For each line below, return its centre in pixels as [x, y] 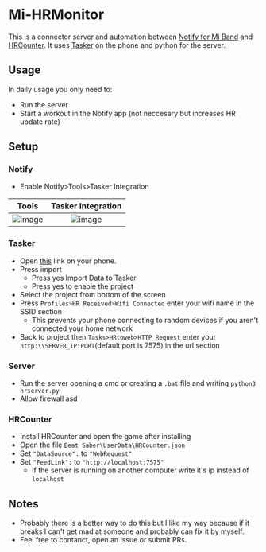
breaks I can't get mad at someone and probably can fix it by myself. [132, 531]
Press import [40, 269]
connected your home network [82, 328]
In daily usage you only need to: [60, 89]
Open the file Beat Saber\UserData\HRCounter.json [102, 445]
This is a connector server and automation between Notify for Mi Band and [131, 37]
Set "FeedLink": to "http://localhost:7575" [92, 462]
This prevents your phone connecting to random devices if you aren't [145, 320]
